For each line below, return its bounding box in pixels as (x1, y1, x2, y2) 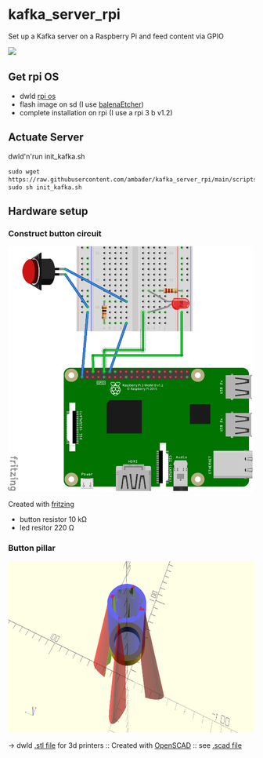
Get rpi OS (8, 71, 59, 84)
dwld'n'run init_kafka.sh (8, 151, 85, 161)
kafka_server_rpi (8, 5, 121, 24)
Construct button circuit (8, 228, 102, 239)
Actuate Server (8, 131, 84, 144)
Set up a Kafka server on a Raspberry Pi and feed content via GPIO (8, 31, 225, 41)
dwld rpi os (19, 91, 56, 100)
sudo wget (8, 167, 41, 176)
